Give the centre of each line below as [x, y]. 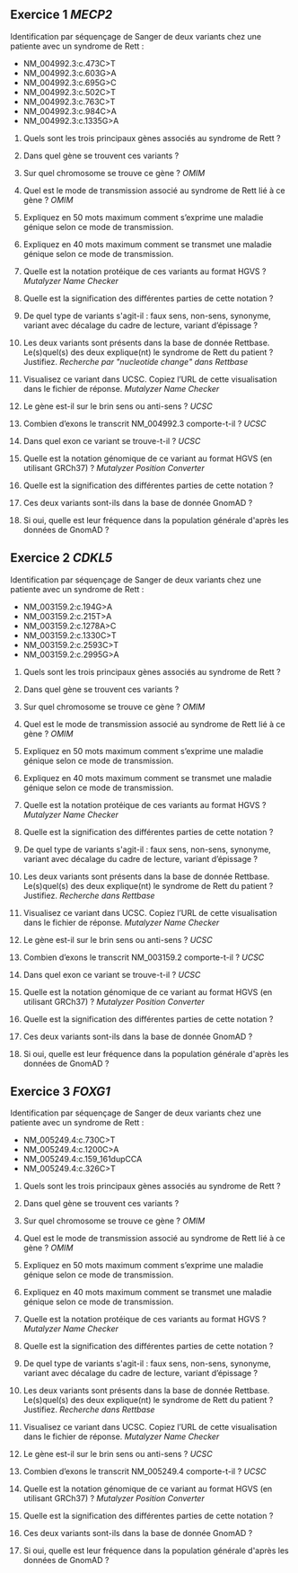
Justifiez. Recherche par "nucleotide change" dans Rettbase [136, 361]
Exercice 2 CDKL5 [61, 558]
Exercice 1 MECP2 [61, 15]
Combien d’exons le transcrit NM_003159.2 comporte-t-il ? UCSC [144, 957]
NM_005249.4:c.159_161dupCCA [83, 1160]
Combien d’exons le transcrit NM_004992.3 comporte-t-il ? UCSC [145, 423]
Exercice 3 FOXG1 [61, 1092]
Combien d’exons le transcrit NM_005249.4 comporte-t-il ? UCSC [145, 1471]
